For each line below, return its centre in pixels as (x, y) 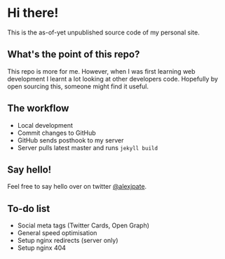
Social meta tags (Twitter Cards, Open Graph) (83, 225)
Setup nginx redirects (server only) (68, 241)
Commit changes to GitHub (56, 133)
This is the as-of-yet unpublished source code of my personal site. (103, 32)
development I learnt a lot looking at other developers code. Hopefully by (113, 79)
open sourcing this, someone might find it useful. (78, 86)
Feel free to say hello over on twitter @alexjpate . (77, 187)
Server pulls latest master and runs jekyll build (88, 147)
